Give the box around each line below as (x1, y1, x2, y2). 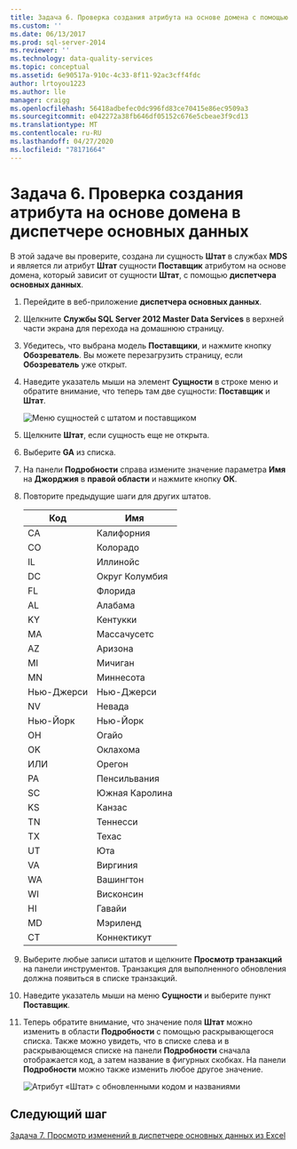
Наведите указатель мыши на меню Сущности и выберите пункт (22, 990, 271, 1001)
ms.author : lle (10, 87, 66, 96)
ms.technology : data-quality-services (10, 54, 153, 63)
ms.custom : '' (10, 21, 63, 30)
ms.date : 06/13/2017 (10, 29, 87, 38)
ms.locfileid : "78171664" (10, 145, 106, 154)
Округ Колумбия (96, 570, 168, 582)
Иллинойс (96, 555, 140, 568)
